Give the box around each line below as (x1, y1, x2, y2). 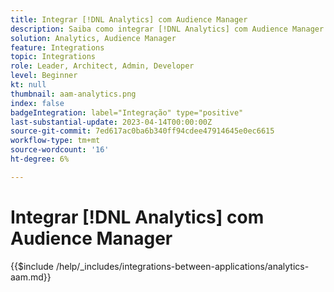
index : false (10, 98, 65, 108)
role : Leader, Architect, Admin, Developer (10, 61, 195, 71)
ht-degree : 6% (10, 154, 70, 164)
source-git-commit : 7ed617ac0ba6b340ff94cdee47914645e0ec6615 (10, 126, 275, 136)
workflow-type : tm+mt (10, 136, 101, 146)
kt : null (10, 80, 47, 90)
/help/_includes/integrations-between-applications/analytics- (55, 260, 310, 272)
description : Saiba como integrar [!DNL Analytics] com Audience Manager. (10, 24, 329, 34)
